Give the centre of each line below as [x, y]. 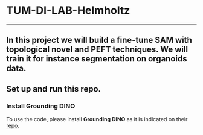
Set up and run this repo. [54, 89]
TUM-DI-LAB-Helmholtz [68, 11]
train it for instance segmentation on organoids [97, 59]
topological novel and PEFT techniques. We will [97, 50]
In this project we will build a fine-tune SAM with [99, 40]
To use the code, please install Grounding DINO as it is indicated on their [97, 119]
